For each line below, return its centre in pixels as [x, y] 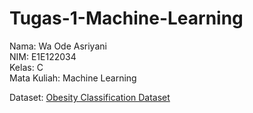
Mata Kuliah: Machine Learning [73, 78]
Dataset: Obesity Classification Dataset [90, 97]
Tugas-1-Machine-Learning [126, 18]
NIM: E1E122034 [43, 56]
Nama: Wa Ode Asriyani [58, 46]
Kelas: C [26, 67]
